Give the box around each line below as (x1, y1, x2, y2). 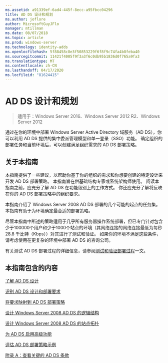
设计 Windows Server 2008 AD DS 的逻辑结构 (5, 310, 99, 316)
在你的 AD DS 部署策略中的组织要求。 (5, 191, 82, 197)
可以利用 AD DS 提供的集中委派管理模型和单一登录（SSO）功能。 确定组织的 (5, 135, 163, 141)
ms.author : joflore (5, 17, 46, 22)
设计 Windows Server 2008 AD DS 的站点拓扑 (5, 320, 99, 326)
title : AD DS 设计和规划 (5, 12, 53, 17)
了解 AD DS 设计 (5, 278, 39, 284)
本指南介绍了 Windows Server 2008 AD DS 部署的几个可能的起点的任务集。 (5, 201, 161, 207)
